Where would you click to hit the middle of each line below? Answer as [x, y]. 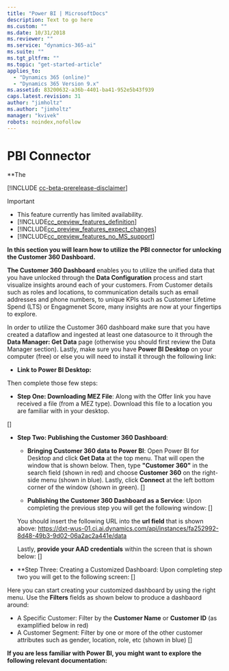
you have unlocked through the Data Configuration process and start [105, 278]
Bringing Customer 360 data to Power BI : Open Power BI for [113, 451]
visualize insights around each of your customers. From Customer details [110, 285]
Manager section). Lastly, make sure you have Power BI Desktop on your [110, 349]
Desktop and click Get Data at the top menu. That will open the [116, 458]
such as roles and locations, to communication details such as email [103, 292]
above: [27, 528]
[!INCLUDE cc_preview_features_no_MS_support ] [86, 237]
